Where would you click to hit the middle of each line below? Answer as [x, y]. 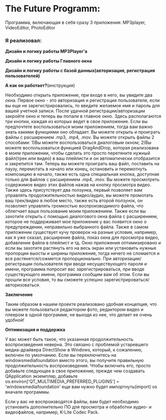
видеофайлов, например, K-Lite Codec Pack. [52, 412]
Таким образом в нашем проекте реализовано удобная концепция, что [81, 304]
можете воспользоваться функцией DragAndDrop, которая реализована [82, 148]
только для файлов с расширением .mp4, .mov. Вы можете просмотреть [83, 180]
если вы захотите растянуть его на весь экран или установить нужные [81, 248]
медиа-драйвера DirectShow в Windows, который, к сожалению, [74, 350]
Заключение [19, 295]
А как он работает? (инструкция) [40, 85]
